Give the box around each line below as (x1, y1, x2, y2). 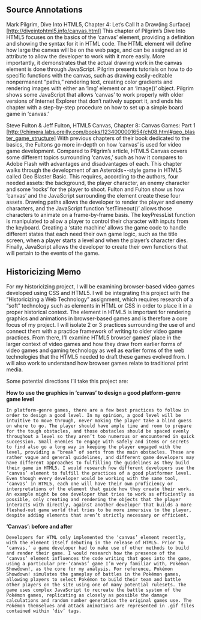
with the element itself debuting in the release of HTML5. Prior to (6, 539, 184, 546)
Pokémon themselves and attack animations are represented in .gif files (6, 603, 195, 609)
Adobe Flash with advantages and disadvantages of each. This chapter (6, 160, 182, 167)
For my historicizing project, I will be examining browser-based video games (6, 282, 195, 290)
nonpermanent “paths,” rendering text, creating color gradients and (6, 78, 173, 85)
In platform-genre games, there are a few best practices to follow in (6, 407, 189, 413)
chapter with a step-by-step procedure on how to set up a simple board (6, 103, 184, 111)
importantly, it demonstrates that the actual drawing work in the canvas (6, 59, 182, 66)
